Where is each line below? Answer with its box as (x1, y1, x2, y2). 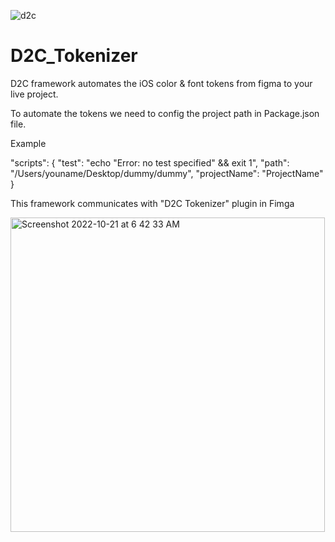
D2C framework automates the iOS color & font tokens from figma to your (10, 77, 313, 89)
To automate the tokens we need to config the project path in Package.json (10, 107, 320, 119)
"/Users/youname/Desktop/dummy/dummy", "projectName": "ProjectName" (10, 167, 324, 179)
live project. (10, 88, 59, 100)
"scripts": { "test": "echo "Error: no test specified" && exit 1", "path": (10, 156, 290, 169)
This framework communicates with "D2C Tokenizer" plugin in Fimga (10, 197, 295, 209)
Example (10, 137, 47, 149)
